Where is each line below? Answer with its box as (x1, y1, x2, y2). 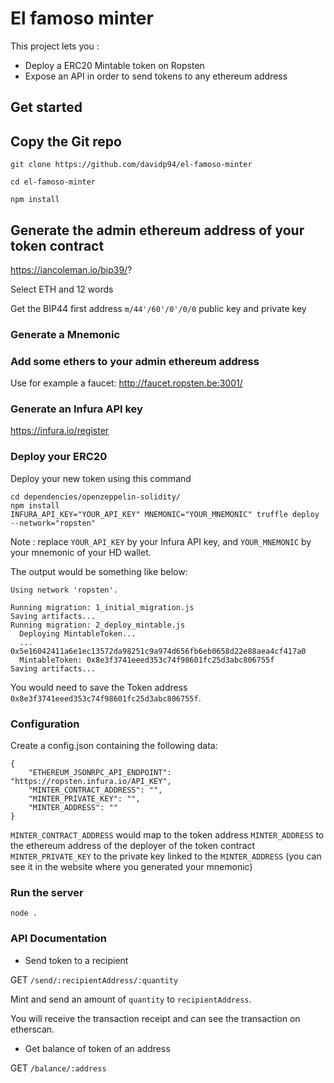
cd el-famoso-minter (10, 177, 97, 187)
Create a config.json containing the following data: (10, 740, 218, 752)
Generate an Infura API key (10, 402, 143, 416)
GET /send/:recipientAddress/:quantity (10, 973, 179, 986)
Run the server (10, 885, 84, 899)
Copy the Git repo (10, 133, 122, 150)
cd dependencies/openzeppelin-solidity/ (10, 492, 182, 502)
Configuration (10, 717, 80, 731)
